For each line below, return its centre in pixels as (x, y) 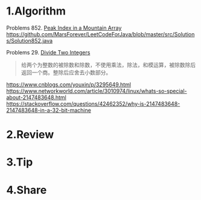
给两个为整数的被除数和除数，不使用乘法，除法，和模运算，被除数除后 (108, 65)
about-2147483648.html (36, 97)
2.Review (30, 135)
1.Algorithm (36, 11)
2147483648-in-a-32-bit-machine (49, 110)
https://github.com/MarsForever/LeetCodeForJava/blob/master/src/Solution (101, 34)
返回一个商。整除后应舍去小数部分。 (66, 72)
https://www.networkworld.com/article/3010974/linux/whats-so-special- (97, 91)
